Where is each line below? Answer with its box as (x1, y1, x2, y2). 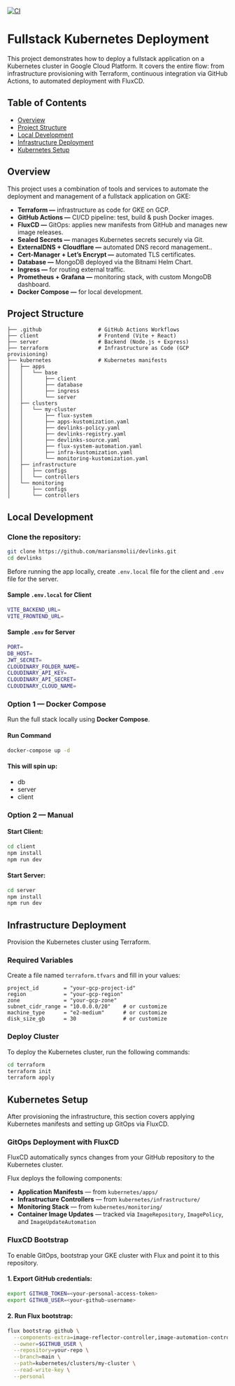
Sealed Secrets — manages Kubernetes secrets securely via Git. (17, 235, 204, 243)
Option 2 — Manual (7, 810, 73, 820)
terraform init (7, 1068, 52, 1075)
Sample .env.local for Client (7, 591, 92, 599)
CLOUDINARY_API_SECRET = (7, 676, 77, 683)
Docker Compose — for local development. (17, 288, 143, 296)
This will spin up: (7, 762, 58, 771)
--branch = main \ (13, 1354, 61, 1361)
